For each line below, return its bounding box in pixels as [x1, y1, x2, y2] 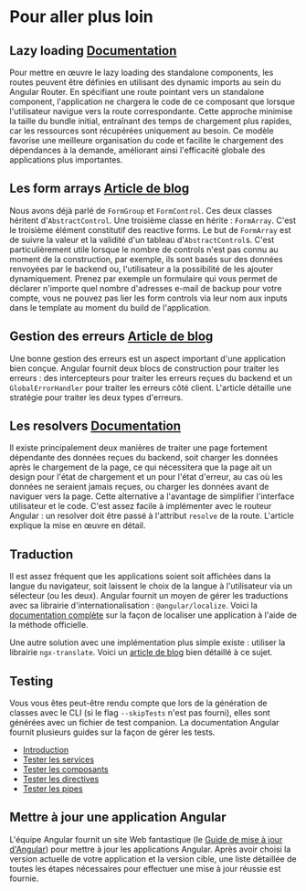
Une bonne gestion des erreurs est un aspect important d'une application [9, 353, 286, 364]
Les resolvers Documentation [9, 419, 181, 434]
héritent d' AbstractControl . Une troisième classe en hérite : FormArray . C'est [9, 215, 297, 226]
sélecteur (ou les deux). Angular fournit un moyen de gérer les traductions [9, 590, 289, 601]
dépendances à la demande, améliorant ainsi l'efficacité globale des [9, 144, 266, 155]
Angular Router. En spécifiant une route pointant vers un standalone [9, 87, 265, 97]
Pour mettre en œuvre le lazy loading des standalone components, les [9, 67, 274, 78]
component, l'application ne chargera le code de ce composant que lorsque [9, 96, 295, 107]
